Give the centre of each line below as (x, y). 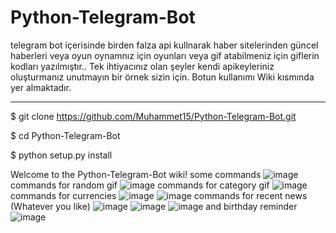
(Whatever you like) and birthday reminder (154, 206)
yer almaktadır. (41, 87)
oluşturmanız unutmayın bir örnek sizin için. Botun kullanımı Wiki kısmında (162, 77)
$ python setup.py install (61, 155)
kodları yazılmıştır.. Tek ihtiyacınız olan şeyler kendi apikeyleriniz (142, 66)
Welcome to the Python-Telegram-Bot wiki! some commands (136, 174)
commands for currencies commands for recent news (159, 195)
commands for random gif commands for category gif (140, 185)
